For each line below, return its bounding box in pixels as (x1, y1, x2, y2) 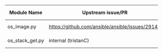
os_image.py (7, 24, 36, 30)
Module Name (9, 9, 43, 16)
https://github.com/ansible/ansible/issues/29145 (49, 24, 161, 30)
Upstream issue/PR (82, 9, 128, 16)
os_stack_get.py (7, 37, 45, 44)
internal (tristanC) (49, 37, 89, 44)
